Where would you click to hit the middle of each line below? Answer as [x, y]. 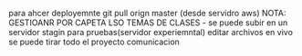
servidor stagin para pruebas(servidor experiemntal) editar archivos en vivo [151, 32]
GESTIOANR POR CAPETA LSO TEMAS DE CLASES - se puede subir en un [148, 23]
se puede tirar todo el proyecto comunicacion [94, 42]
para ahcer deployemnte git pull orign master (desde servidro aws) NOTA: [147, 13]
